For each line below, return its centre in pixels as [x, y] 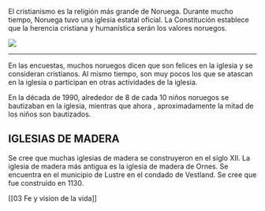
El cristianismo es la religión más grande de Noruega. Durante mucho [121, 11]
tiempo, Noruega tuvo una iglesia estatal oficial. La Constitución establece [129, 20]
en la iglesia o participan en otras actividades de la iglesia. [103, 82]
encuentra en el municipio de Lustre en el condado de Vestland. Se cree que [132, 174]
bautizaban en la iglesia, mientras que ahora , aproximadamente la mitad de [131, 106]
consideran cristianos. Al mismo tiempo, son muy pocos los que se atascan [131, 74]
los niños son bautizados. [50, 114]
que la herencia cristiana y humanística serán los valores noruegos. [118, 28]
